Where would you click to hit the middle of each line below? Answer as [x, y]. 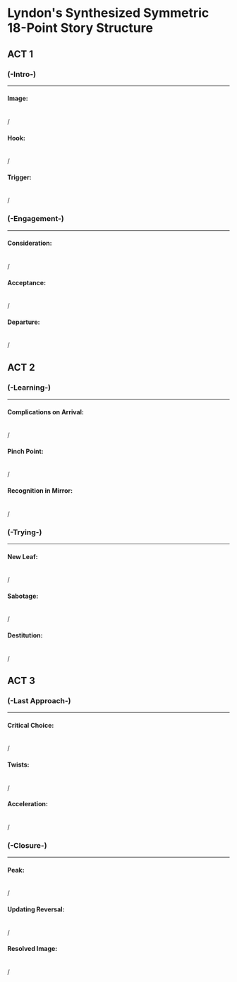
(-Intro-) [22, 74]
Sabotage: [23, 596]
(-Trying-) [25, 532]
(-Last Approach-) [39, 700]
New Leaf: [23, 556]
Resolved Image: [32, 949]
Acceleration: [28, 804]
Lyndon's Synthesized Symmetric [108, 13]
